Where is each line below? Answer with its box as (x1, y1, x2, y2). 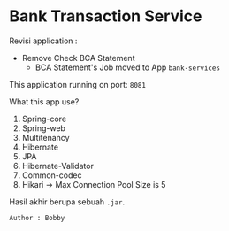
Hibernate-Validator (21, 160, 95, 171)
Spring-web (21, 122, 66, 134)
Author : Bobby (9, 213, 65, 222)
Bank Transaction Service (9, 6, 202, 27)
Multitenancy (21, 132, 70, 142)
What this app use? (9, 96, 80, 107)
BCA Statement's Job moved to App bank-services (34, 62, 221, 73)
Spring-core (21, 113, 67, 124)
